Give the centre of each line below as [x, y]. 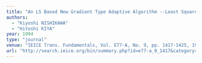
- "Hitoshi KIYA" [33, 28]
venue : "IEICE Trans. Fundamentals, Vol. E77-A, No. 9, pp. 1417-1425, [98, 46]
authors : [17, 17]
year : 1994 [20, 34]
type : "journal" [26, 40]
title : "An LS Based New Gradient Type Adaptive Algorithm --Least [93, 12]
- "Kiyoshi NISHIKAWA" [40, 23]
